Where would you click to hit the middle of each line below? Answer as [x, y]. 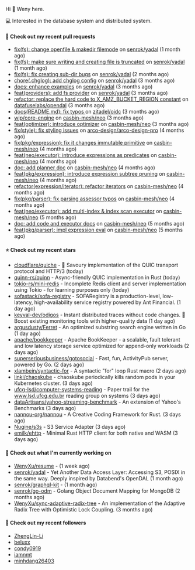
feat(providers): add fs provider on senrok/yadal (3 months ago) [91, 93]
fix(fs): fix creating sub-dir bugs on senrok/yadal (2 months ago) [91, 74]
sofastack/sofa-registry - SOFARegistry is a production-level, [88, 296]
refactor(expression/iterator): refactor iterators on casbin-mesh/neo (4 [99, 186]
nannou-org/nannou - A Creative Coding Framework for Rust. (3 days [97, 414]
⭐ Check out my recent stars [41, 250]
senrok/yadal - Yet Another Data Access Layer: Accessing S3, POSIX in [100, 472]
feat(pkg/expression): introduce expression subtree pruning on [90, 174]
